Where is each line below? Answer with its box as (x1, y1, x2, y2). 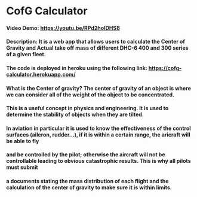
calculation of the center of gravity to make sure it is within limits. (6, 184, 172, 191)
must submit (6, 163, 38, 171)
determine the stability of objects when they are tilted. (6, 111, 144, 118)
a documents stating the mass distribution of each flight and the (6, 177, 169, 184)
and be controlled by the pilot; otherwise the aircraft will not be (6, 151, 165, 158)
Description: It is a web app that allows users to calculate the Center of (6, 38, 185, 46)
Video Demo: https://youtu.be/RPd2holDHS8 (6, 24, 121, 31)
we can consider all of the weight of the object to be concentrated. (6, 91, 175, 98)
